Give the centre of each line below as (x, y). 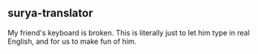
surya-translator (50, 13)
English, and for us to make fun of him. (72, 41)
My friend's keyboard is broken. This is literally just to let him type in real (129, 32)
